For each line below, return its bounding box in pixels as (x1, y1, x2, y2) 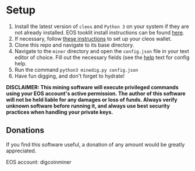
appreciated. (6, 147, 37, 154)
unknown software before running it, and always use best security (6, 102, 170, 109)
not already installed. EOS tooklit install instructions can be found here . (14, 29, 185, 36)
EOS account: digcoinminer (6, 158, 72, 165)
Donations (6, 125, 45, 135)
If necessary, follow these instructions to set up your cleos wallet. (14, 35, 172, 42)
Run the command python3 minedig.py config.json (14, 66, 139, 73)
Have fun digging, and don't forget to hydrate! (14, 72, 125, 79)
